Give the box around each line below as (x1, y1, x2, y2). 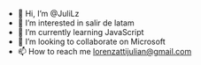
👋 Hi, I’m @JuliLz (17, 9, 80, 18)
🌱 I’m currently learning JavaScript (17, 27, 144, 37)
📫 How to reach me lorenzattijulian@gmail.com (17, 47, 192, 56)
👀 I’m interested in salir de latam (17, 18, 135, 28)
